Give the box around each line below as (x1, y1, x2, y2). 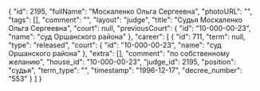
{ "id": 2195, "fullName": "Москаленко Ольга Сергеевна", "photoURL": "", (8, 7, 253, 16)
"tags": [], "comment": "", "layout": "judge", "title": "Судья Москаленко (8, 15, 243, 25)
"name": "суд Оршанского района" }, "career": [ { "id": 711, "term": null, (8, 32, 246, 41)
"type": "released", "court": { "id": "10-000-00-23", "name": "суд (8, 40, 222, 50)
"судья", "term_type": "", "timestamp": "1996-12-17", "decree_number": (8, 66, 242, 74)
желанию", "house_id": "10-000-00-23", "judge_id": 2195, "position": (8, 57, 237, 66)
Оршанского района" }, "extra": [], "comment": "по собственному (8, 49, 230, 58)
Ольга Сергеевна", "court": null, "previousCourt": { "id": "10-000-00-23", (8, 24, 251, 32)
